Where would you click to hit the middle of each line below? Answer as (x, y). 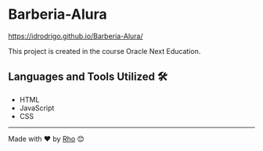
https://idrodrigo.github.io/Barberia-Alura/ (76, 36)
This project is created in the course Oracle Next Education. (104, 51)
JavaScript (37, 108)
